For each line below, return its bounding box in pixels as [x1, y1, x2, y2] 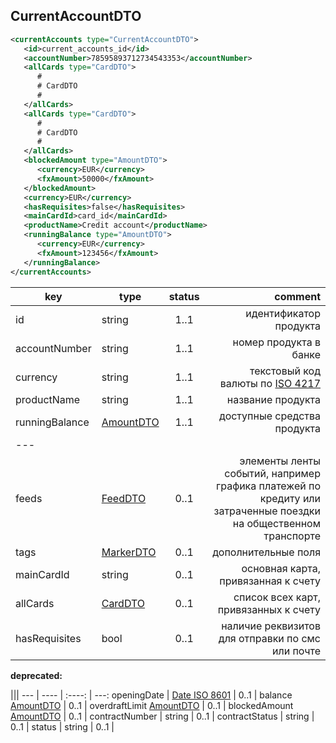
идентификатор [245, 306, 321, 320]
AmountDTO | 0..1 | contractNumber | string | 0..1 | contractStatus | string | [10, 710, 315, 722]
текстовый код [249, 364, 321, 378]
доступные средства [219, 409, 321, 423]
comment [274, 289, 321, 303]
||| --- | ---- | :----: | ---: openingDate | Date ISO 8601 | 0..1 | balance [10, 689, 293, 701]
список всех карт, [233, 590, 321, 604]
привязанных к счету [217, 602, 321, 616]
